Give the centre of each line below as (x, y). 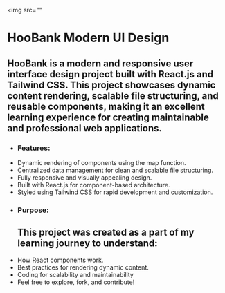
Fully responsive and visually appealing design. (84, 177)
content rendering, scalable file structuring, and (113, 96)
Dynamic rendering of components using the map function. (101, 162)
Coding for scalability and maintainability (75, 274)
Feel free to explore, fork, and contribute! (76, 282)
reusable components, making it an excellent (106, 106)
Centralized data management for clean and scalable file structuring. (115, 170)
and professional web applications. (85, 128)
